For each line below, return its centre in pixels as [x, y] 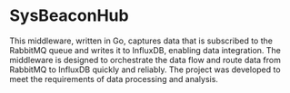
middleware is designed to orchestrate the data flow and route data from [145, 60]
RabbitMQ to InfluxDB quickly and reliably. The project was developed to [145, 70]
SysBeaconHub [69, 16]
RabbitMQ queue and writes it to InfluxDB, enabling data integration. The [145, 50]
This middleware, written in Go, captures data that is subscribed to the [141, 41]
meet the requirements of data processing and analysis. [114, 79]
